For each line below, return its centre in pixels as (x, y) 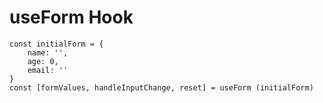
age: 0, (43, 61)
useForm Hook (71, 17)
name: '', (48, 52)
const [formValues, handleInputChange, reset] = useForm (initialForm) (161, 87)
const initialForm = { (56, 44)
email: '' (48, 70)
